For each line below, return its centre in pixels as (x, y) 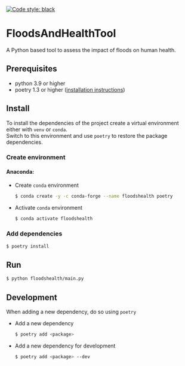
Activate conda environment (48, 207)
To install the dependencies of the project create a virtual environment (92, 123)
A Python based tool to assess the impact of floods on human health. (91, 50)
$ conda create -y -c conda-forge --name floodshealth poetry (94, 196)
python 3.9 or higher (40, 83)
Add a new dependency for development (65, 346)
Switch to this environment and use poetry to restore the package (87, 135)
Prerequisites (32, 69)
